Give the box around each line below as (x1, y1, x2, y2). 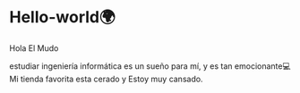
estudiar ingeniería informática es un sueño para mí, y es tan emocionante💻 (9, 60, 291, 72)
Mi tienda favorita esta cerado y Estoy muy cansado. (9, 73, 203, 84)
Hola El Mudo (9, 42, 59, 54)
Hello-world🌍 (9, 7, 116, 28)
